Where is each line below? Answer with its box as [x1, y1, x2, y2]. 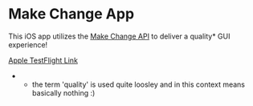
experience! [8, 39, 48, 49]
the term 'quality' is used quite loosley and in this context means [31, 79, 245, 89]
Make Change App [8, 5, 135, 23]
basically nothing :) [31, 88, 96, 97]
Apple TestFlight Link [8, 55, 79, 65]
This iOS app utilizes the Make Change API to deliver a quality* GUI [8, 31, 231, 41]
